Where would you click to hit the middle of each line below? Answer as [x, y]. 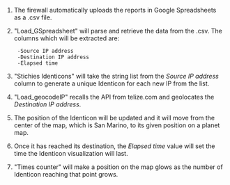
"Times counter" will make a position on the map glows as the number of [118, 167]
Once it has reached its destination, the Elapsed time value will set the [114, 146]
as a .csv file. [33, 17]
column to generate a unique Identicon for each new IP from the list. [112, 83]
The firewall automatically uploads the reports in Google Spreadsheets [115, 10]
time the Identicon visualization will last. [71, 153]
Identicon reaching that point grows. [66, 174]
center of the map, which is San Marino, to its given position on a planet [117, 125]
